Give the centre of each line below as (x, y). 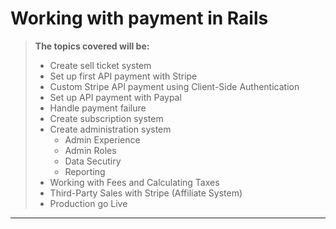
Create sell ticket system (100, 65)
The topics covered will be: (92, 46)
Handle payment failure (98, 108)
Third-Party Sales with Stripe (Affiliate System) (146, 193)
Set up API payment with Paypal (115, 97)
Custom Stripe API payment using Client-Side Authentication (174, 86)
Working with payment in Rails (139, 18)
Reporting (85, 171)
